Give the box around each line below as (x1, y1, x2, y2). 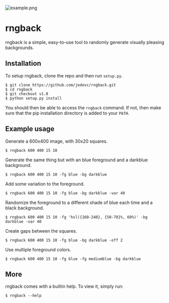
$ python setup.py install (5, 96, 62, 101)
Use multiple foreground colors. (5, 246, 72, 252)
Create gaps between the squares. (5, 228, 77, 234)
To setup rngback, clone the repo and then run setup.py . (5, 72, 123, 78)
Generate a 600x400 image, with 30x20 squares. (5, 138, 108, 144)
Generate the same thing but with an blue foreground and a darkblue (5, 157, 148, 163)
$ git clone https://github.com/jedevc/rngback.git (5, 82, 116, 88)
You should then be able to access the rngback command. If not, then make (5, 104, 161, 111)
